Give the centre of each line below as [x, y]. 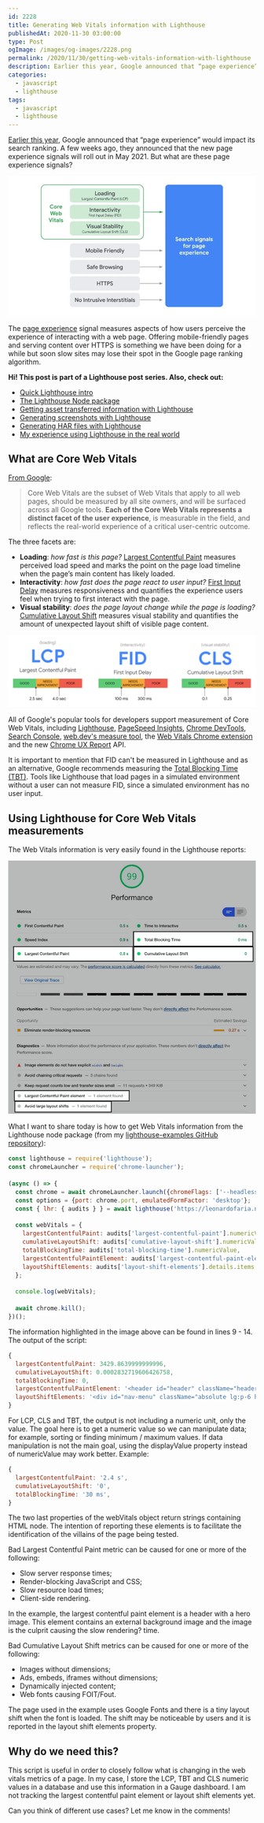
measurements [46, 830]
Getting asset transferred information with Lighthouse [106, 409]
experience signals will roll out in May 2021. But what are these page [119, 157]
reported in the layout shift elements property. [82, 1727]
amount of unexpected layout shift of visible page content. [114, 624]
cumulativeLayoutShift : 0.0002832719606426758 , [95, 1372]
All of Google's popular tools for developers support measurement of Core [128, 720]
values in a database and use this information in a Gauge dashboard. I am [127, 1787]
